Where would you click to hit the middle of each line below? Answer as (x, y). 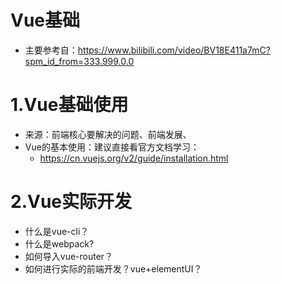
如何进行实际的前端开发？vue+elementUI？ (113, 268)
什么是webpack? (59, 243)
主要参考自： (51, 50)
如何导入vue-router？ (69, 256)
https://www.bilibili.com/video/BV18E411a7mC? (174, 50)
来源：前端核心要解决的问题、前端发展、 (108, 134)
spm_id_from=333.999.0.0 (79, 61)
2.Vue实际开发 (71, 202)
